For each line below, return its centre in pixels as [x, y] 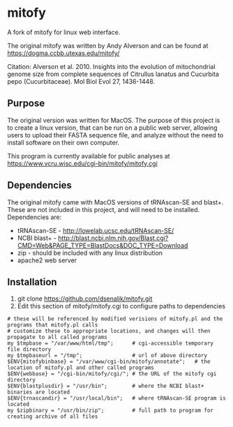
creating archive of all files [53, 417]
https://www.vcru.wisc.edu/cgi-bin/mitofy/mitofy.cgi [83, 163]
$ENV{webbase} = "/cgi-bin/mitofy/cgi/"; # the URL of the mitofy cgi [112, 374]
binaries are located [39, 392]
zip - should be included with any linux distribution [90, 253]
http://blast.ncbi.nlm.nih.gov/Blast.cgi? [113, 238]
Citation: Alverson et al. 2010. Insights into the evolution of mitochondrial [111, 66]
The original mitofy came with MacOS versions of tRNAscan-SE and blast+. [115, 202]
